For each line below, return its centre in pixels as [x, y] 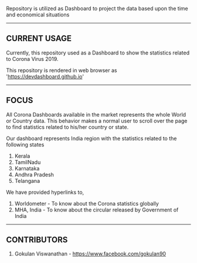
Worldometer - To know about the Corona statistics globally [87, 203]
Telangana [27, 180]
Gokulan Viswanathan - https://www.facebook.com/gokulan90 [90, 254]
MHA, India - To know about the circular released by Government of [96, 210]
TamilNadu [28, 162]
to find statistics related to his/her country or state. [67, 127]
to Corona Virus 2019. [32, 59]
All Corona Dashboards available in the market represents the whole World [96, 114]
